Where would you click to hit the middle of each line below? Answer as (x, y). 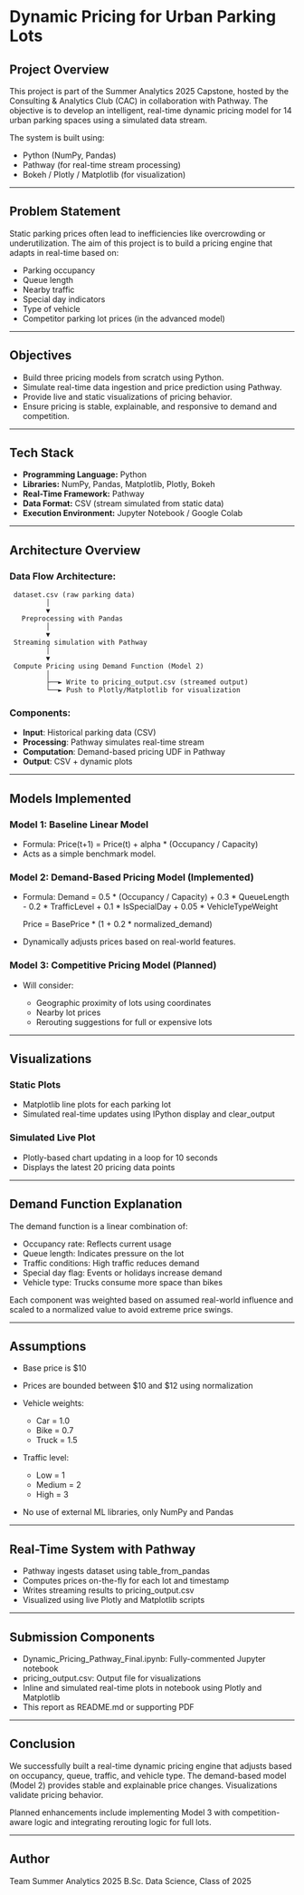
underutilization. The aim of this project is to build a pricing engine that (141, 243)
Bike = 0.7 (55, 1431)
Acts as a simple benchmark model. (89, 854)
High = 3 (52, 1495)
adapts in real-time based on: (64, 252)
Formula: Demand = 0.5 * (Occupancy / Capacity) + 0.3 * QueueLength (156, 897)
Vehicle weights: (53, 1403)
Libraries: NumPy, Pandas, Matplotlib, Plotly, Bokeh (119, 484)
